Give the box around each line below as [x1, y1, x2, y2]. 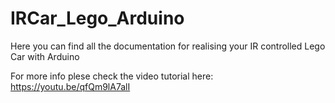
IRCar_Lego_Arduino [10, 7, 185, 30]
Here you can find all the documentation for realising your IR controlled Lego [10, 40, 326, 52]
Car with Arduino [10, 50, 80, 62]
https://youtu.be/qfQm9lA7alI [10, 80, 131, 92]
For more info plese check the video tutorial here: [10, 70, 214, 82]
